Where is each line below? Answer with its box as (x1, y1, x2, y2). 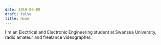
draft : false (5, 12, 32, 16)
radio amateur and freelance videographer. (5, 34, 92, 40)
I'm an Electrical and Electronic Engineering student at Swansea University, (5, 30, 157, 35)
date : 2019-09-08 (5, 7, 41, 12)
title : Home (5, 16, 29, 21)
